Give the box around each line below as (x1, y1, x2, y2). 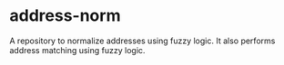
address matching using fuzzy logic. (9, 44, 146, 55)
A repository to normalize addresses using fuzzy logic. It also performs (9, 35, 276, 46)
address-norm (9, 5, 121, 26)
